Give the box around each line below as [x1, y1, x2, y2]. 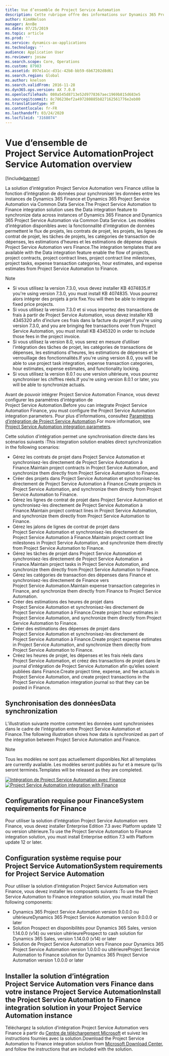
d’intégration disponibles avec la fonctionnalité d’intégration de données [5, 223, 155, 229]
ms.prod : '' [5, 36, 30, 41]
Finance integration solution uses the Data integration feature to [5, 206, 137, 213]
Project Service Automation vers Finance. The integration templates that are [5, 244, 161, 250]
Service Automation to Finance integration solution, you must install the [5, 894, 153, 900]
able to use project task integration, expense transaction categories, [12, 360, 154, 366]
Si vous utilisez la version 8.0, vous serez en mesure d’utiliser [12, 339, 140, 345]
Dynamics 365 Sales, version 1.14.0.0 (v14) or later [12, 936, 117, 942]
